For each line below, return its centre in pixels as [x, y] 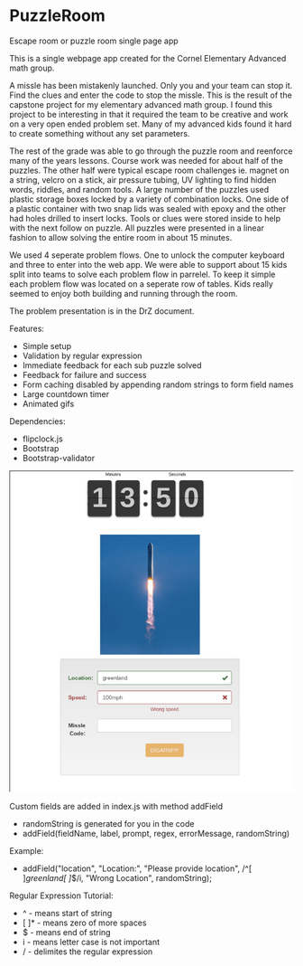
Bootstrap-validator [59, 458]
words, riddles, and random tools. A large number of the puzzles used [139, 189]
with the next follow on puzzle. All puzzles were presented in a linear [137, 228]
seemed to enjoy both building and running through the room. [124, 293]
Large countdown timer [66, 393]
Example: [27, 851]
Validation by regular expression [82, 355]
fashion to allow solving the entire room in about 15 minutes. [121, 237]
